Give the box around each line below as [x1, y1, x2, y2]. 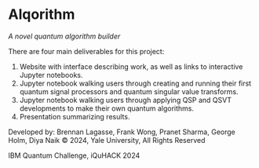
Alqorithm [8, 5, 75, 24]
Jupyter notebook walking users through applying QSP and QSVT [19, 95, 232, 104]
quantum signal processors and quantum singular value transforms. [19, 86, 239, 96]
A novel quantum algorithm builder [8, 31, 121, 41]
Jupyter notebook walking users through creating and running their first [19, 79, 252, 88]
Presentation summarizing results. [19, 111, 130, 121]
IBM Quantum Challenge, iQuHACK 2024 [8, 151, 140, 160]
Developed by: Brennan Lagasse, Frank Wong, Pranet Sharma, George [8, 127, 235, 137]
